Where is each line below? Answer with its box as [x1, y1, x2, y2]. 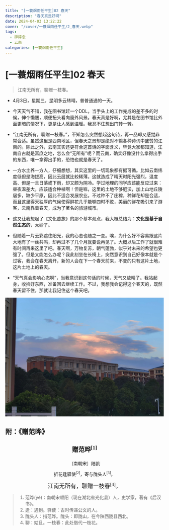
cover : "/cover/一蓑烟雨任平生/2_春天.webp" [5, 24, 93, 29]
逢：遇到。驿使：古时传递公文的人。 [25, 507, 101, 513]
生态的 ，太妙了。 [17, 222, 53, 228]
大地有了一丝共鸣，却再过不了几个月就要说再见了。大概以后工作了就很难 [12, 239, 162, 245]
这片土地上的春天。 [12, 264, 53, 270]
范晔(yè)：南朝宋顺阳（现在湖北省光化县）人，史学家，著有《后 [25, 494, 157, 500]
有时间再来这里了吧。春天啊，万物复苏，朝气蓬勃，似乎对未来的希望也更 [12, 245, 162, 251]
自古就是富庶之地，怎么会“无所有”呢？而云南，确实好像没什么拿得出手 [17, 150, 162, 156]
